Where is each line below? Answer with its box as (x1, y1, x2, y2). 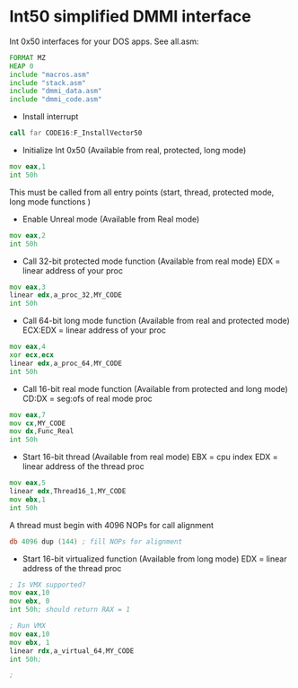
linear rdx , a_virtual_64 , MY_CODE (9, 646, 135, 656)
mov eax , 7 (9, 410, 47, 419)
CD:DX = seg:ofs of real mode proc (22, 393, 153, 404)
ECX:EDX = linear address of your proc (22, 325, 167, 335)
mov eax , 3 (9, 283, 47, 292)
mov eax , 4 (9, 343, 47, 352)
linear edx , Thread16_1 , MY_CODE (9, 487, 127, 496)
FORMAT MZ (9, 53, 47, 62)
